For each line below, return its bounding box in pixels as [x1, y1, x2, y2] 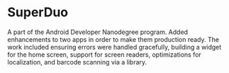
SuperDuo [7, 4, 69, 21]
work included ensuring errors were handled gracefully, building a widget [7, 43, 222, 51]
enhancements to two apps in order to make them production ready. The [7, 35, 220, 43]
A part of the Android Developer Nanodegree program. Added [7, 28, 189, 36]
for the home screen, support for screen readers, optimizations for [7, 50, 202, 59]
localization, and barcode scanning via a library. [7, 57, 147, 66]
